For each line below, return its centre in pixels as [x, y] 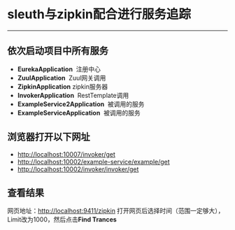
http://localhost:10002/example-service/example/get [93, 161]
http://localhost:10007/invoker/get [66, 154]
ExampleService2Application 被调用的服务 [81, 104]
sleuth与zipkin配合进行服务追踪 [99, 14]
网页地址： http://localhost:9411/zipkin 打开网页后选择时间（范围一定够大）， [116, 211]
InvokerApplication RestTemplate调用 [73, 95]
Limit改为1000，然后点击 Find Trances [62, 220]
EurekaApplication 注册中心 [59, 69]
